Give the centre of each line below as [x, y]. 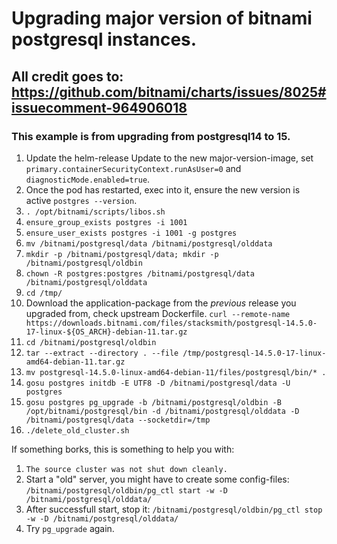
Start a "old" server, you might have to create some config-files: [157, 479]
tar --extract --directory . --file [102, 353]
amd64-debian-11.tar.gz [75, 362]
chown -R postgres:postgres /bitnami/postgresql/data [140, 273]
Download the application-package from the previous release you [161, 303]
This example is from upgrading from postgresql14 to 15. [151, 136]
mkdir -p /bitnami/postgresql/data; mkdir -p [122, 254]
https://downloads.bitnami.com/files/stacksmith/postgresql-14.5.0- [171, 323]
